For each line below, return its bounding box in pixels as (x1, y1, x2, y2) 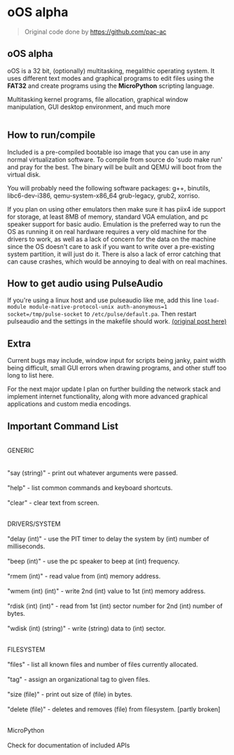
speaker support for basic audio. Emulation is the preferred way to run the (7, 219, 221, 228)
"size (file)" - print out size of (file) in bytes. (7, 690, 133, 698)
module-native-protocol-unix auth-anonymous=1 (29, 304, 168, 311)
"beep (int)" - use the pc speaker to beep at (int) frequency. (7, 557, 180, 565)
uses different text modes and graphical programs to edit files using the (7, 74, 214, 82)
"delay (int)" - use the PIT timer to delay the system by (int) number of (7, 535, 209, 543)
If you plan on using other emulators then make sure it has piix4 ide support (7, 205, 226, 213)
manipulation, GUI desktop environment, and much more (7, 103, 170, 111)
